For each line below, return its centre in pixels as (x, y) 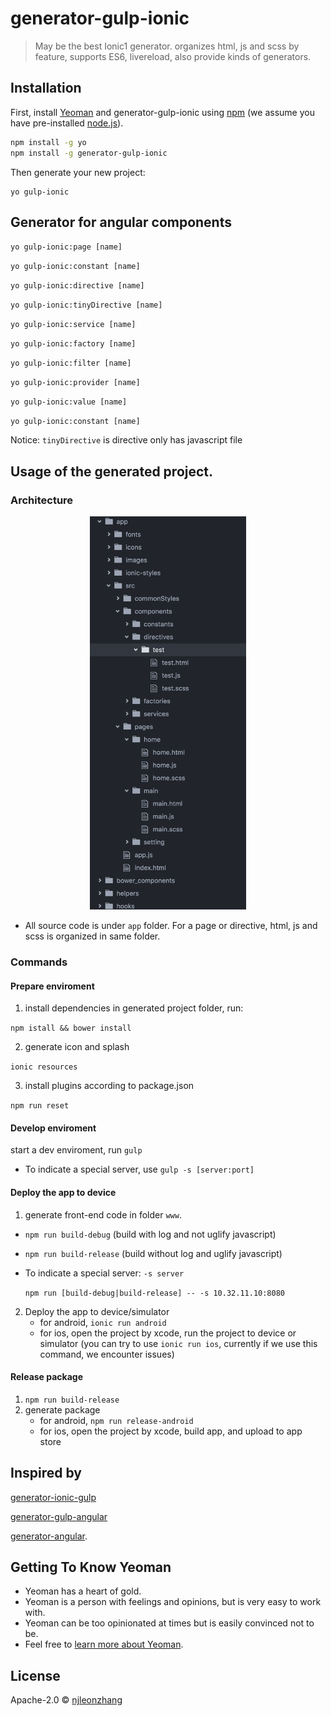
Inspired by (46, 1473)
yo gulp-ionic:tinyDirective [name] (86, 305)
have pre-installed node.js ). (67, 123)
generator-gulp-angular (59, 1516)
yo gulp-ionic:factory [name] (73, 344)
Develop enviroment (53, 1128)
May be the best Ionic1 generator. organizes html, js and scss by (167, 46)
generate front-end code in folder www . (103, 1214)
